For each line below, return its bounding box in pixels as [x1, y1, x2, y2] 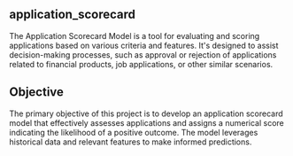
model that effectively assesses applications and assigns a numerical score [9, 117, 285, 128]
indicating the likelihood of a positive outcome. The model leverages [9, 127, 258, 137]
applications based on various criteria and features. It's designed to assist [9, 40, 279, 51]
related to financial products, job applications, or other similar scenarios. [9, 58, 274, 69]
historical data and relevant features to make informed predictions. [9, 136, 252, 147]
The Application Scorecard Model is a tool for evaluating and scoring [9, 30, 260, 41]
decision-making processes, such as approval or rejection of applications [9, 49, 277, 60]
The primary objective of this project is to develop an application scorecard [9, 108, 283, 119]
